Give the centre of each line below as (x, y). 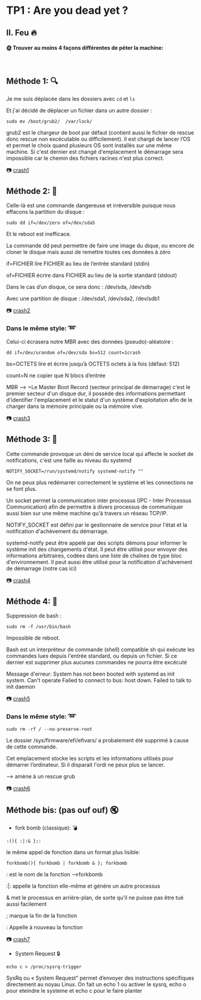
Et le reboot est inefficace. (39, 234)
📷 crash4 (19, 580)
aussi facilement (26, 904)
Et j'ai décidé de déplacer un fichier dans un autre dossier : (79, 110)
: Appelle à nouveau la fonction (44, 927)
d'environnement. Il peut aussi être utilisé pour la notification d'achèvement (99, 562)
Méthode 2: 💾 (32, 191)
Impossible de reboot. (33, 638)
